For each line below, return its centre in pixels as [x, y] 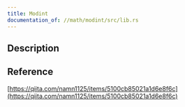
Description [33, 48]
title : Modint [28, 14]
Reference [30, 72]
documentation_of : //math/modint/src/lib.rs [73, 20]
